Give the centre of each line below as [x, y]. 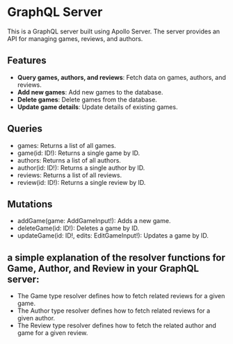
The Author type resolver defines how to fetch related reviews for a [114, 311]
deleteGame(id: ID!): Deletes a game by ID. [78, 228]
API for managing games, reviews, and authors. [75, 38]
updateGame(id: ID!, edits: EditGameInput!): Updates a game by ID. [113, 236]
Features [27, 61]
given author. [36, 318]
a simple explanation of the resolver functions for [116, 257]
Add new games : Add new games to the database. [90, 92]
